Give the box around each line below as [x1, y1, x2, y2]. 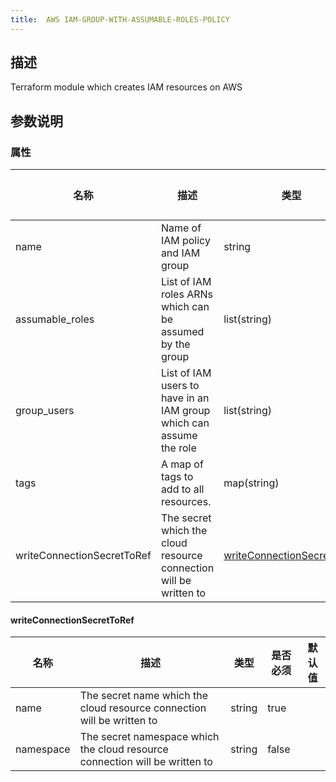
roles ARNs [160, 287, 214, 301]
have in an [160, 391, 210, 405]
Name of [160, 221, 202, 235]
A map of [160, 457, 204, 471]
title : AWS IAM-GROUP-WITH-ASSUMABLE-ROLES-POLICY [10, 14, 230, 25]
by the [160, 337, 191, 351]
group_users [15, 404, 75, 418]
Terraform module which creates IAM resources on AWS [10, 81, 243, 93]
